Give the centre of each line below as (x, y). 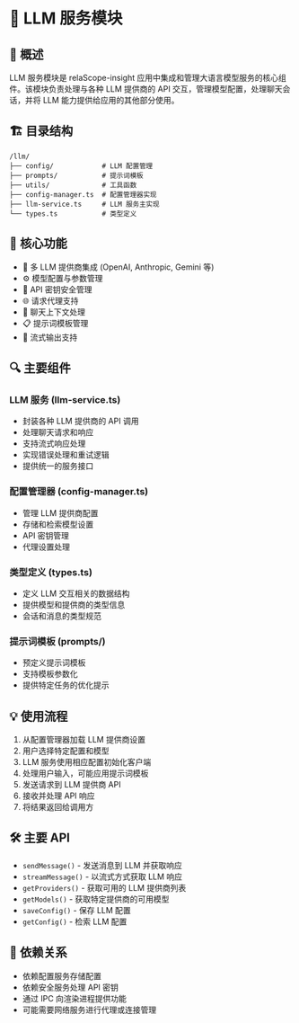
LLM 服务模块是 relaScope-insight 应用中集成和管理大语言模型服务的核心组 (148, 78)
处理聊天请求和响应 (58, 432)
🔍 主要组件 (40, 368)
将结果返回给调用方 (58, 807)
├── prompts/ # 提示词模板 (76, 175)
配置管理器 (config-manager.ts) (79, 492)
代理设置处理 (46, 547)
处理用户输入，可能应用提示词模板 (85, 773)
